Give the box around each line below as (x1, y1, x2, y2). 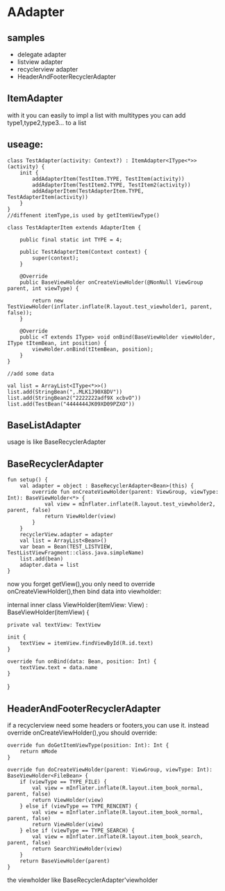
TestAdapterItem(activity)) (7, 193, 89, 200)
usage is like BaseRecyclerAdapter (7, 438, 106, 446)
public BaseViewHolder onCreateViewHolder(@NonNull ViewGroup (19, 279, 203, 286)
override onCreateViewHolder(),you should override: (7, 728, 158, 737)
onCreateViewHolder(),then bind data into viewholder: (7, 587, 162, 595)
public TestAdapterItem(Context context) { (19, 248, 148, 255)
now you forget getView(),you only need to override (7, 580, 156, 588)
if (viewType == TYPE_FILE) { (19, 778, 108, 786)
